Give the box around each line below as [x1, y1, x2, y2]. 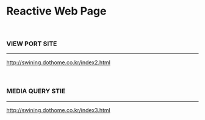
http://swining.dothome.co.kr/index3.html [6, 106, 111, 113]
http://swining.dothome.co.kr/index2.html [6, 59, 111, 66]
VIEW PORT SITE [6, 39, 57, 48]
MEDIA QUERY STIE [6, 87, 66, 95]
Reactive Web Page [6, 4, 107, 18]
